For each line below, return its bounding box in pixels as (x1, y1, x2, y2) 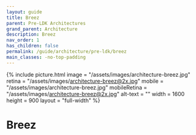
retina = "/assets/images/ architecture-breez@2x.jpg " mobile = (6, 77, 164, 85)
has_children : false (6, 43, 59, 49)
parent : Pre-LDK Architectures (6, 20, 86, 26)
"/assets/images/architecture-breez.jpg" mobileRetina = (6, 83, 148, 91)
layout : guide (6, 9, 43, 15)
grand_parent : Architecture (6, 26, 78, 32)
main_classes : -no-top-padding (6, 54, 86, 60)
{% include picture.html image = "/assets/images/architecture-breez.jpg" (6, 71, 191, 78)
